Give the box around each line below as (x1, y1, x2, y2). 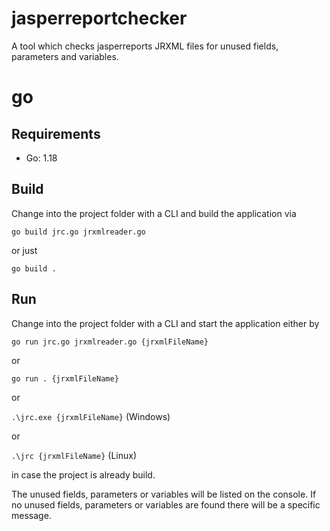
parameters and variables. (11, 50, 119, 62)
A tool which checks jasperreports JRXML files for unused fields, (11, 40, 279, 52)
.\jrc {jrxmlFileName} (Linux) (11, 449, 137, 461)
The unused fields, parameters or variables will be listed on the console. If (11, 488, 317, 500)
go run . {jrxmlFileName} (11, 373, 119, 384)
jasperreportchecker (11, 7, 188, 30)
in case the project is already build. (11, 468, 156, 481)
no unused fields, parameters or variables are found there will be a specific (11, 498, 321, 511)
